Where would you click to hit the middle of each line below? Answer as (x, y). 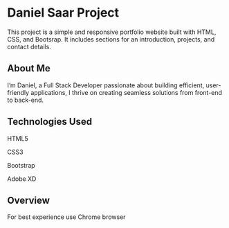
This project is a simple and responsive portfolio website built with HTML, (112, 32)
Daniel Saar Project (63, 13)
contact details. (29, 46)
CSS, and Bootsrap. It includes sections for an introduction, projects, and (111, 39)
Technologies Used (49, 122)
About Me (29, 68)
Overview (29, 200)
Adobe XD (22, 179)
